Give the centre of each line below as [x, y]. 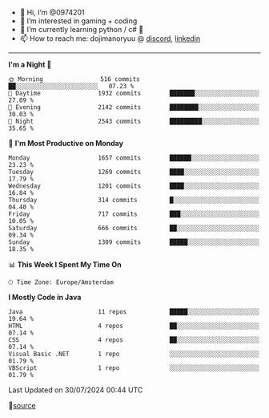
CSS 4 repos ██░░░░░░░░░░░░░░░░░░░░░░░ [134, 340]
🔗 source [22, 406]
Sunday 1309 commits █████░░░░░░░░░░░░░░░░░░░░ [134, 242]
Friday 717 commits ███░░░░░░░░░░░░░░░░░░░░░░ [134, 214]
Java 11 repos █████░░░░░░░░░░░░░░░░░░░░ [134, 312]
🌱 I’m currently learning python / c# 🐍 [82, 29]
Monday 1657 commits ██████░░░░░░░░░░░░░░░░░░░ [134, 158]
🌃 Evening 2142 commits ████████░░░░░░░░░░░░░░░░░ [134, 108]
